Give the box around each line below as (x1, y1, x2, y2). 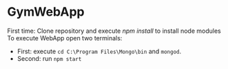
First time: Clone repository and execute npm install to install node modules (7, 27, 222, 35)
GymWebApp (7, 4, 85, 20)
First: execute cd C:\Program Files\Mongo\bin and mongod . (17, 47, 182, 55)
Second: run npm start (17, 54, 82, 62)
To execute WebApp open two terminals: (7, 33, 123, 42)
